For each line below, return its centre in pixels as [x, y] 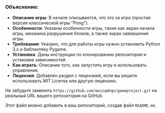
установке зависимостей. [39, 60]
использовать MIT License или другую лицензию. [64, 81]
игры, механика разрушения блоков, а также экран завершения [80, 34]
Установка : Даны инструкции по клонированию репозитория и [79, 55]
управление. [26, 70]
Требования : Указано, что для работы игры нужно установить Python [86, 44]
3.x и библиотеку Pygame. [40, 49]
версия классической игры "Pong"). [50, 23]
